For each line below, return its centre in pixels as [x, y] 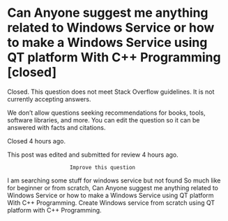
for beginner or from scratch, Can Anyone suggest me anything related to [113, 187]
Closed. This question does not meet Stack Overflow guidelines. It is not [111, 92]
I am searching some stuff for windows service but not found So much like [114, 180]
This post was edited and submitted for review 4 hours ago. [93, 155]
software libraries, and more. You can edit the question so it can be [104, 120]
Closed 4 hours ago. [37, 141]
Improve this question [102, 167]
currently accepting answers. [50, 99]
